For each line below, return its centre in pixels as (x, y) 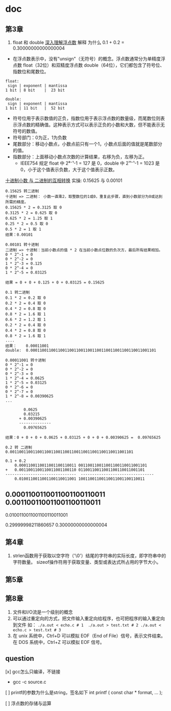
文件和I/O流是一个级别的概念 (43, 612)
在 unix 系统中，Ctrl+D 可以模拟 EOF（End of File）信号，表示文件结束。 (89, 636)
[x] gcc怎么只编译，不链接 (33, 672)
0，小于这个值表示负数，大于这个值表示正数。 (69, 169)
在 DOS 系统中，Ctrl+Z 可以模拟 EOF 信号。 (58, 642)
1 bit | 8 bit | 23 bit (35, 90)
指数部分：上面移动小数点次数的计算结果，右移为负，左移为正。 (80, 157)
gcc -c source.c (29, 682)
